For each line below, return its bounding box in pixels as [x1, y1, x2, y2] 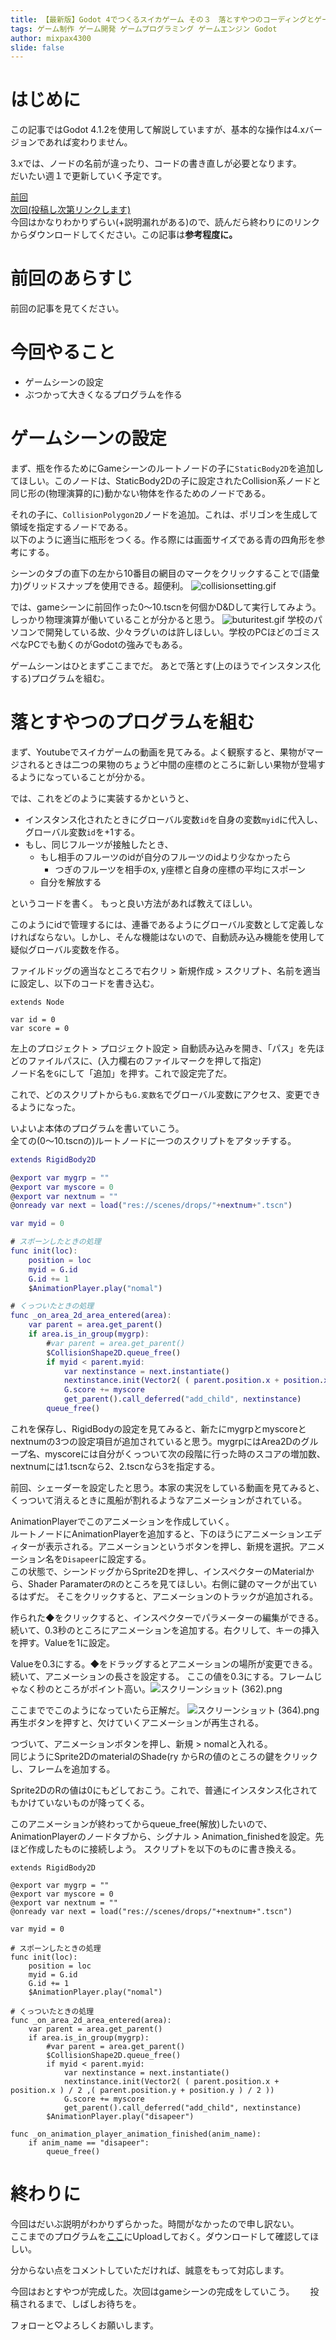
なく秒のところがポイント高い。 [18, 1682, 151, 1695]
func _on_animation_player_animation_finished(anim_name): [10, 2129, 262, 2139]
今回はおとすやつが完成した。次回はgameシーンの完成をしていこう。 [10, 2285, 291, 2297]
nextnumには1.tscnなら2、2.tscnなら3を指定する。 [10, 1460, 221, 1472]
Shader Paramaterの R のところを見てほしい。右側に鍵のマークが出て [27, 1577, 309, 1590]
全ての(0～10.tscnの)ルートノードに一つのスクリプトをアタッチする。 [10, 1134, 297, 1146]
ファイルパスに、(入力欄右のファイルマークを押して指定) [27, 1054, 262, 1066]
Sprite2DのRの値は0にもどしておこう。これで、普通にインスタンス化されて [10, 1784, 318, 1796]
